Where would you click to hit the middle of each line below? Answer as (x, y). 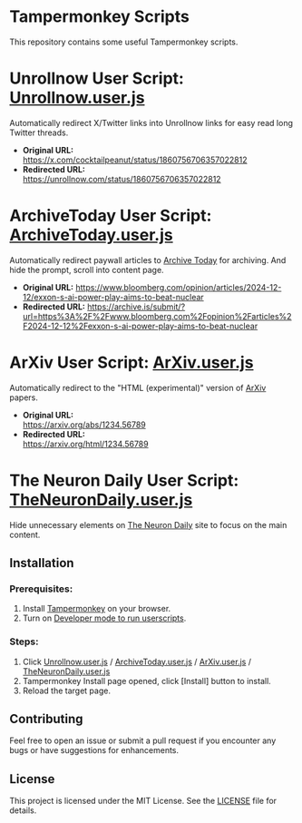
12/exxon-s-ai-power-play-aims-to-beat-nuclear (113, 297)
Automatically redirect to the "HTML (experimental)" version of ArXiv (138, 387)
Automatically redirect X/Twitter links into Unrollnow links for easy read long (151, 122)
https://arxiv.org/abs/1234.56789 (84, 425)
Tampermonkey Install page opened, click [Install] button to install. (147, 681)
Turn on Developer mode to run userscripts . (104, 618)
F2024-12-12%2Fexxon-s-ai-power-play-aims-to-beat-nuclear (140, 326)
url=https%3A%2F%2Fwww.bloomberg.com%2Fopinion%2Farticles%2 (157, 316)
